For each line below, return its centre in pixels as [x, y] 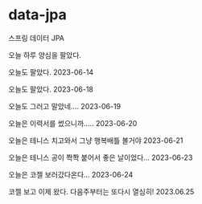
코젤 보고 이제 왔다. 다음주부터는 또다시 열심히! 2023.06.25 [101, 191]
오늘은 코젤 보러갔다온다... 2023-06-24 [71, 174]
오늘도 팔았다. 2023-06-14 [51, 72]
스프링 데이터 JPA [36, 38]
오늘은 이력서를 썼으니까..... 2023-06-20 [73, 123]
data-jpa [37, 15]
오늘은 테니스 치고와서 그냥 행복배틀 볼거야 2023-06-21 [96, 140]
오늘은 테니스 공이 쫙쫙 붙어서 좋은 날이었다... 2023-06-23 [101, 157]
